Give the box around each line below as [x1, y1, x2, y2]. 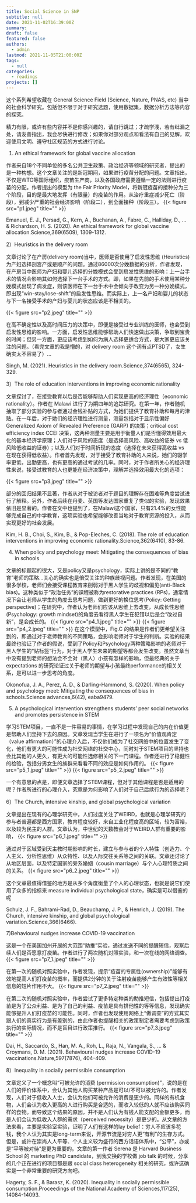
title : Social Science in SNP [6, 8, 80, 15]
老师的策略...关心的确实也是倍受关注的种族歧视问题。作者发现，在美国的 [13, 574, 187, 581]
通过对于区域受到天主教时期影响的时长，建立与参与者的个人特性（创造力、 [6, 845, 185, 852]
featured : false [6, 36, 45, 42]
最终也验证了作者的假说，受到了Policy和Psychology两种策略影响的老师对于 [6, 640, 187, 647]
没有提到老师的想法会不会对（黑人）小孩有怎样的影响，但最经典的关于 [10, 655, 180, 662]
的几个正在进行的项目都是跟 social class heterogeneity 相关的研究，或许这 [6, 1160, 184, 1167]
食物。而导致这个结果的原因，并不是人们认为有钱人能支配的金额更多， [16, 1109, 185, 1115]
